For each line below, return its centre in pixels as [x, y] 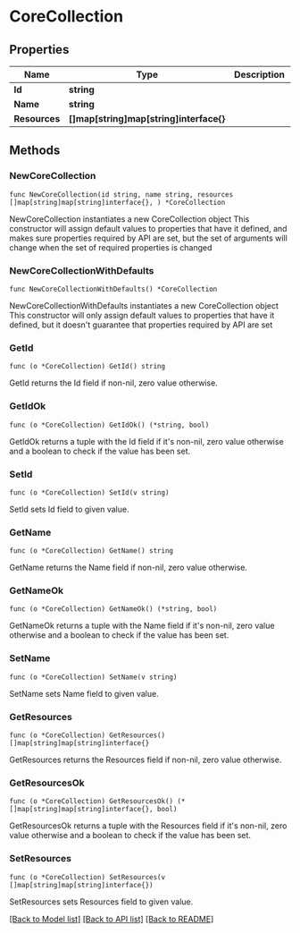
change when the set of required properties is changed [111, 247]
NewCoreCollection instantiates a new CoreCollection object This [129, 219]
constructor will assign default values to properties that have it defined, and [148, 228]
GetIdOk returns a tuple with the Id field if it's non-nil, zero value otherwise [146, 441]
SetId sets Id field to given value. [69, 509]
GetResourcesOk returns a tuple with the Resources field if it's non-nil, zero [148, 826]
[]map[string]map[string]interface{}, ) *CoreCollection [117, 202]
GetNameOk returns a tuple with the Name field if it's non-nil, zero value [142, 626]
